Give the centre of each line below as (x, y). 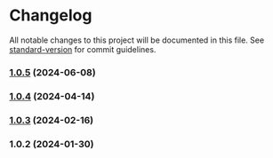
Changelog (51, 16)
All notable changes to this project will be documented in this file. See (137, 40)
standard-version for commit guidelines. (83, 49)
